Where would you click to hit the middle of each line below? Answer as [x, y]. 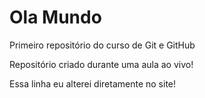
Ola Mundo [55, 17]
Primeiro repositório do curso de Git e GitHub [102, 45]
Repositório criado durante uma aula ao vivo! [101, 64]
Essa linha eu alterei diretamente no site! [93, 83]
